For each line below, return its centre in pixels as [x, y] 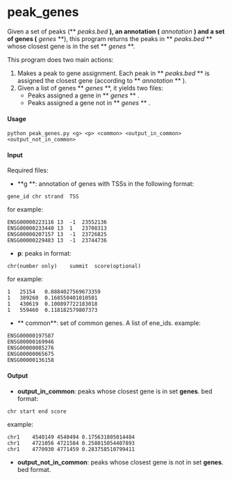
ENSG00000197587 [31, 336]
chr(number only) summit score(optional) [74, 266]
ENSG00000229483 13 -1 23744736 [57, 241]
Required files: [28, 171]
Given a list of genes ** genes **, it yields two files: [90, 88]
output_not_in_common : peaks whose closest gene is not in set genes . [120, 462]
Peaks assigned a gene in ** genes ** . [83, 95]
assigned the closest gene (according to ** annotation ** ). [102, 80]
